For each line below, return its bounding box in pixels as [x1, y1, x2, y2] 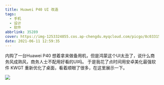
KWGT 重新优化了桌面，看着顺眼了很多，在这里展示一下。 [10, 65, 128, 70]
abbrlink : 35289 [5, 30, 38, 34]
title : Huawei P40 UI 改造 [5, 7, 59, 12]
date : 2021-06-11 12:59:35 [5, 39, 60, 44]
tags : [5, 12, 16, 17]
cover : [5, 34, 19, 39]
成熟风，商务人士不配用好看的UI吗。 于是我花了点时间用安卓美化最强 [13, 59, 152, 65]
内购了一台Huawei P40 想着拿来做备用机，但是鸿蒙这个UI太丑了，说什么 [5, 52, 151, 58]
